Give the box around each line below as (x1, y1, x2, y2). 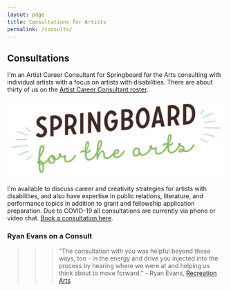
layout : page (7, 11, 45, 18)
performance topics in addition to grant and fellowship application (7, 199, 195, 207)
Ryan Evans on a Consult (7, 231, 93, 240)
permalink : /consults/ (7, 26, 73, 33)
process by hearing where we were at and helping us (58, 262, 210, 270)
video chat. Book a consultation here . (7, 213, 114, 222)
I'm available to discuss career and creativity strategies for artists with (7, 184, 207, 193)
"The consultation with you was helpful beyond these (58, 247, 211, 256)
